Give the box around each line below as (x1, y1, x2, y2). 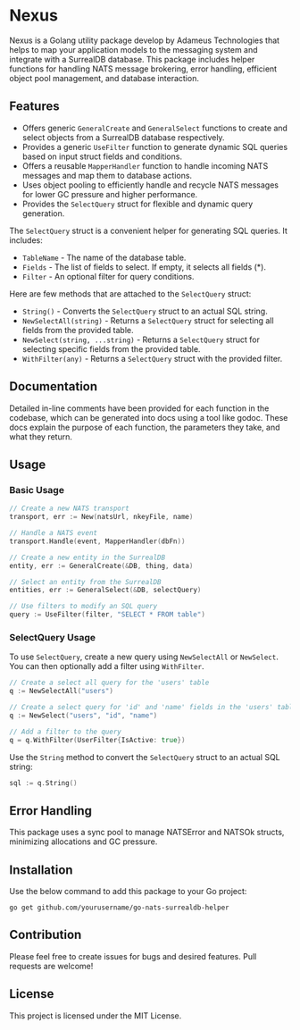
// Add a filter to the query (9, 727, 122, 736)
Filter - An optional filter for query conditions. (21, 271, 195, 281)
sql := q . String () (9, 778, 78, 787)
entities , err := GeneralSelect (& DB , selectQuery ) (9, 586, 202, 595)
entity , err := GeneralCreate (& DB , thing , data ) (9, 561, 194, 570)
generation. (21, 207, 65, 219)
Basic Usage (9, 483, 65, 496)
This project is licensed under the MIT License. (9, 1010, 182, 1021)
